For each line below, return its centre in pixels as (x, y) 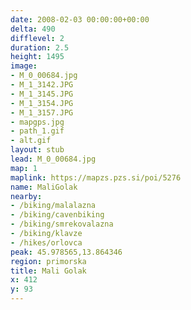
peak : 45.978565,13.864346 (66, 252)
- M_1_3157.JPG (42, 112)
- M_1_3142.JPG (42, 85)
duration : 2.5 (40, 47)
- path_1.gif (37, 131)
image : (24, 66)
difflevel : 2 (37, 38)
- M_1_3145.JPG (42, 94)
